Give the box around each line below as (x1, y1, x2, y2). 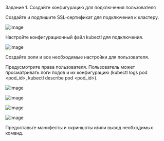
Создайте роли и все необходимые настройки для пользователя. (5, 54, 150, 60)
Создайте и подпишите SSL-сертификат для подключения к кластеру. (5, 14, 159, 20)
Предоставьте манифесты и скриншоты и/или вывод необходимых (5, 125, 153, 130)
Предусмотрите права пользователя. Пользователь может (5, 64, 135, 70)
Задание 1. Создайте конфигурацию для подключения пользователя (5, 5, 156, 10)
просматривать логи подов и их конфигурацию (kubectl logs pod (5, 69, 148, 75)
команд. (5, 130, 24, 136)
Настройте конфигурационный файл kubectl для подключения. (5, 34, 144, 40)
